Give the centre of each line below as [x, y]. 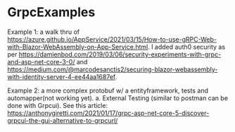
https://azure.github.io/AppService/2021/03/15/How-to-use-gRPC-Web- [112, 39]
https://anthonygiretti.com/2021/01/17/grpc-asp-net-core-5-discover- [108, 113]
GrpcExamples [51, 12]
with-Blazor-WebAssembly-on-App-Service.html [78, 47]
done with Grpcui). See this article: [57, 105]
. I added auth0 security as [186, 47]
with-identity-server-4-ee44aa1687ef [61, 77]
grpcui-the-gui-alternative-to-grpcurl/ [63, 120]
